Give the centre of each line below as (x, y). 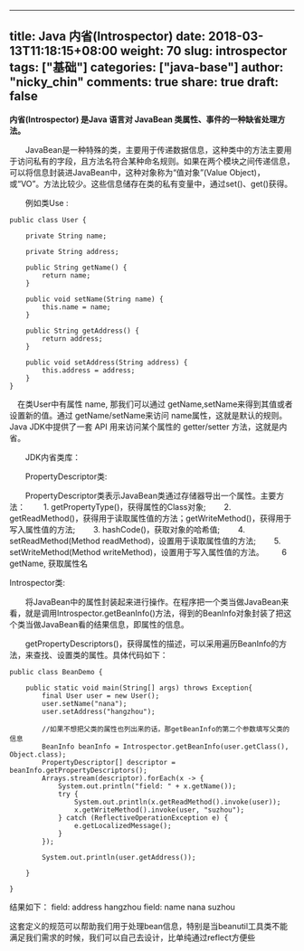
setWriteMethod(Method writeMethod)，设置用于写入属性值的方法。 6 (148, 551)
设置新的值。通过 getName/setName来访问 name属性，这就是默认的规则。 (148, 415)
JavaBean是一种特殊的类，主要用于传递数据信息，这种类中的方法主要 (154, 149)
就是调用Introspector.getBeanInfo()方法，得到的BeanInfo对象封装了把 (154, 613)
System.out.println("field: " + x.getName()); (147, 786)
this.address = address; (89, 370)
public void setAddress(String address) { (107, 363)
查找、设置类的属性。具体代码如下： (100, 654)
